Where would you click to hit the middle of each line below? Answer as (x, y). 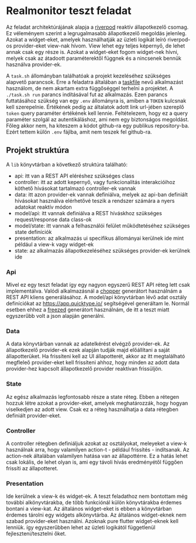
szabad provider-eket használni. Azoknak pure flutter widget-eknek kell (92, 521)
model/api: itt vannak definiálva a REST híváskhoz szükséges (88, 213)
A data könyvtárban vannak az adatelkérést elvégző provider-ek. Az (88, 344)
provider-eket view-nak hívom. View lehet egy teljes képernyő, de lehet (99, 46)
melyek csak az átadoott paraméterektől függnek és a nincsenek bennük (94, 58)
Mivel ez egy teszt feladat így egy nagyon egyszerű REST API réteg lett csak (98, 285)
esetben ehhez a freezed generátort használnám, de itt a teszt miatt (88, 310)
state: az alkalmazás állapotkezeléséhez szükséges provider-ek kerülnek (102, 250)
